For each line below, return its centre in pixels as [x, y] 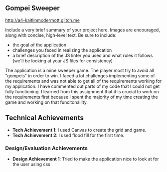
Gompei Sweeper [32, 8]
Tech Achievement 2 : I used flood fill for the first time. [68, 135]
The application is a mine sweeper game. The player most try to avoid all [80, 70]
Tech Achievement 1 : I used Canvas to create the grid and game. [79, 130]
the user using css [31, 164]
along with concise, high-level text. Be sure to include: [61, 35]
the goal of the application [39, 45]
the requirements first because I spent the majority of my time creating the [82, 97]
